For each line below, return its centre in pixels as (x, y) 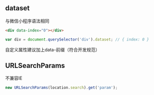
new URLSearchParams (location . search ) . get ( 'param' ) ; (61, 88)
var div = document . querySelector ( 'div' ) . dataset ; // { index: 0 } (77, 39)
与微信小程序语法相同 (27, 21)
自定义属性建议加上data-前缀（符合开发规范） (53, 49)
